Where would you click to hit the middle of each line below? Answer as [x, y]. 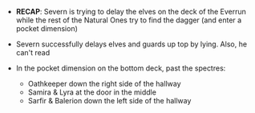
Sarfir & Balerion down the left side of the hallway [109, 101]
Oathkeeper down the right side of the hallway [104, 84]
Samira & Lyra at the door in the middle [92, 92]
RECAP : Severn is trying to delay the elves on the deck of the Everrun [131, 12]
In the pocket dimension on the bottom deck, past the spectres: [121, 68]
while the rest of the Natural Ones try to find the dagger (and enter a [129, 20]
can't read [33, 52]
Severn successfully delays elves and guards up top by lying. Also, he [131, 44]
